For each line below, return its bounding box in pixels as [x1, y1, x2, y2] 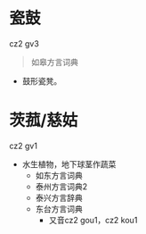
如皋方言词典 [30, 56, 78, 67]
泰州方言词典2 [35, 180, 88, 192]
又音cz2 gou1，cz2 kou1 [48, 214, 138, 225]
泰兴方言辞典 [35, 192, 83, 203]
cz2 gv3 [9, 38, 40, 49]
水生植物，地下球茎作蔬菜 [21, 158, 117, 170]
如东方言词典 [35, 170, 83, 180]
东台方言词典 [35, 203, 83, 214]
